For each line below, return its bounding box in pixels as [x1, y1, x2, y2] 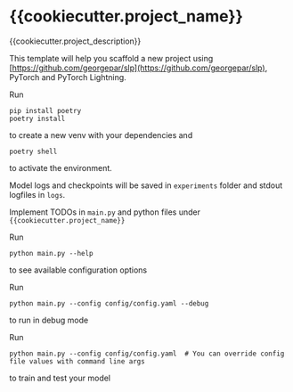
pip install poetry [9, 106, 82, 115]
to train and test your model [9, 372, 111, 383]
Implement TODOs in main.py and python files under [9, 207, 200, 217]
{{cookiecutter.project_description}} [9, 36, 142, 46]
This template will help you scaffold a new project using [9, 53, 214, 63]
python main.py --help [9, 249, 94, 257]
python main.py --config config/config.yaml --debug [9, 298, 209, 308]
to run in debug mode [9, 314, 89, 325]
